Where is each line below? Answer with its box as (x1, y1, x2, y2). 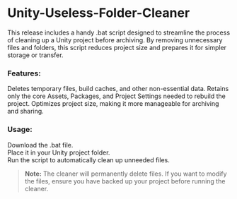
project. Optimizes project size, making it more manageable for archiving (7, 99, 219, 108)
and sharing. (7, 107, 44, 116)
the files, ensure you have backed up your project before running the (24, 176, 226, 185)
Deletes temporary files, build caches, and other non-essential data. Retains (7, 85, 229, 93)
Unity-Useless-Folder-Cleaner (7, 5, 190, 21)
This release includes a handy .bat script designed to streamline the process (7, 28, 231, 37)
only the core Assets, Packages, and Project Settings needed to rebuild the (7, 92, 226, 100)
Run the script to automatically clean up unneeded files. (7, 155, 170, 164)
